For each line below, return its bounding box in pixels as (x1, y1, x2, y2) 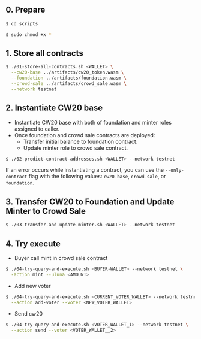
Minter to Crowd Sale (5, 206, 86, 216)
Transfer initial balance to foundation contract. (23, 138, 138, 145)
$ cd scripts (5, 20, 38, 26)
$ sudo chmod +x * (5, 31, 52, 38)
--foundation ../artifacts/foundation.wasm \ (11, 75, 127, 81)
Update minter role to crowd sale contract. (23, 144, 128, 152)
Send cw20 (14, 310, 43, 317)
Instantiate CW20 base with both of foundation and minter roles (14, 119, 172, 126)
